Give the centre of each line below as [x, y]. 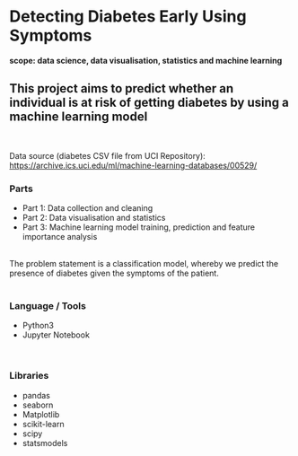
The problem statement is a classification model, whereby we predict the [144, 264]
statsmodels [45, 443]
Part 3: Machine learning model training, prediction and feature [139, 227]
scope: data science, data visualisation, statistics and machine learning [146, 60]
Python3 [38, 326]
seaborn [38, 405]
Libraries [29, 376]
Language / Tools [48, 305]
